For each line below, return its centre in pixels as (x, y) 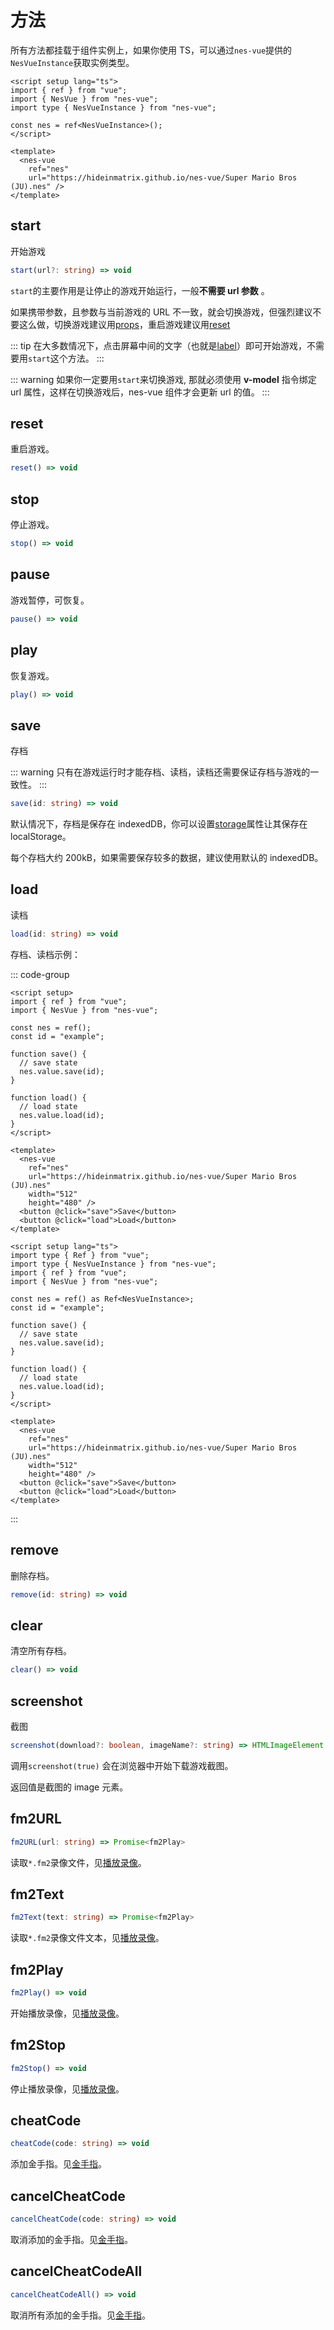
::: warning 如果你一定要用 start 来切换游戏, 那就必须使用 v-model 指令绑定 (163, 379)
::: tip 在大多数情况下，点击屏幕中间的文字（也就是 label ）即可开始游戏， (158, 345)
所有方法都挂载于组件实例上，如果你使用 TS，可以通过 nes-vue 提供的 (151, 50)
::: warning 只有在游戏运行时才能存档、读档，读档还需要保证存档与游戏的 (160, 772)
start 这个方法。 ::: (66, 358)
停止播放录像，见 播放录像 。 (67, 2088)
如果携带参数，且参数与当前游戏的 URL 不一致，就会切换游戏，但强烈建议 (161, 312)
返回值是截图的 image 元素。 (69, 1787)
